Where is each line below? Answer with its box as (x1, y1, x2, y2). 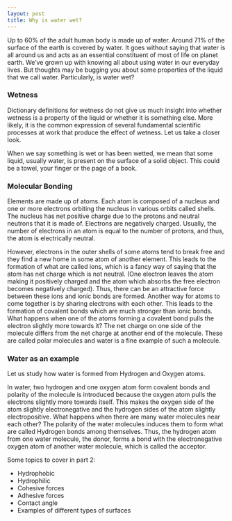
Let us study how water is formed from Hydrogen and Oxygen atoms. (7, 370, 206, 378)
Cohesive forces (17, 484, 65, 492)
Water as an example (7, 354, 80, 364)
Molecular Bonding (7, 181, 73, 191)
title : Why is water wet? (7, 17, 82, 24)
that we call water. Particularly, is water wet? (7, 72, 135, 81)
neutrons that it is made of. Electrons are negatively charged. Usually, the (7, 219, 217, 228)
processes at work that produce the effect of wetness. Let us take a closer (7, 128, 221, 137)
